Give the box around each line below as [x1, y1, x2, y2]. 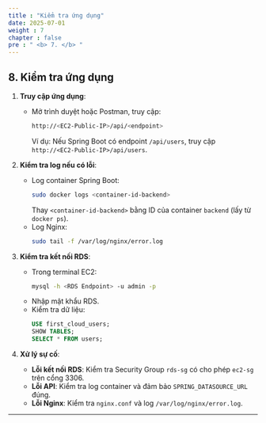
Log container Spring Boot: [31, 175, 120, 185]
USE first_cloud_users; [31, 320, 111, 329]
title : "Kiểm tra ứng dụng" [8, 11, 104, 20]
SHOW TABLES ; [31, 328, 75, 336]
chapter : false [8, 33, 62, 42]
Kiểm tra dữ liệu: [31, 305, 85, 314]
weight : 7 [8, 26, 44, 34]
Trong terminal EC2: [31, 267, 97, 276]
